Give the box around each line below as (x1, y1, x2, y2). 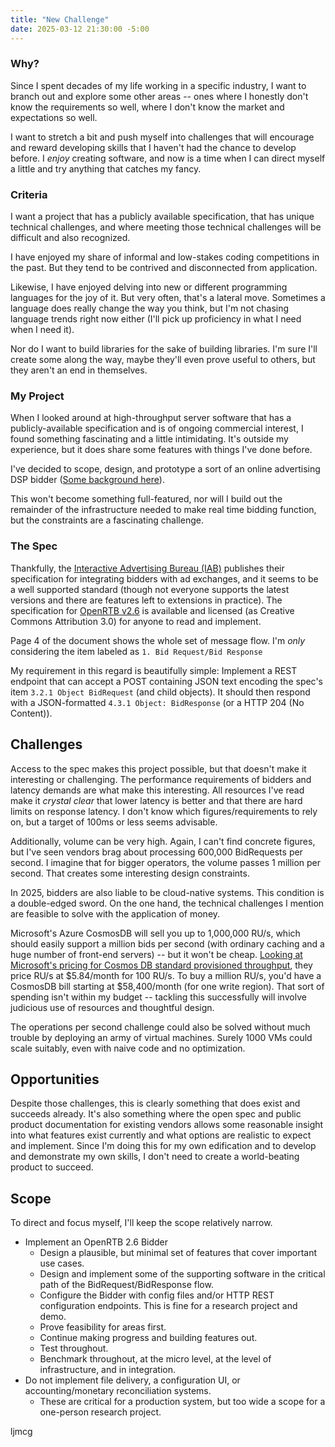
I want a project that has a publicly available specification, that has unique (10, 211, 315, 223)
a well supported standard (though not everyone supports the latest (10, 583, 290, 595)
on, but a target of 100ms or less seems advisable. (10, 816, 218, 828)
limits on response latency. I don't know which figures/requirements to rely (10, 805, 318, 817)
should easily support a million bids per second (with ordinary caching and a (10, 937, 325, 950)
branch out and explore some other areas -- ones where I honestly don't (10, 90, 309, 102)
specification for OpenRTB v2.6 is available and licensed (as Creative (10, 604, 295, 616)
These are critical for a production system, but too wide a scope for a (39, 1396, 326, 1408)
